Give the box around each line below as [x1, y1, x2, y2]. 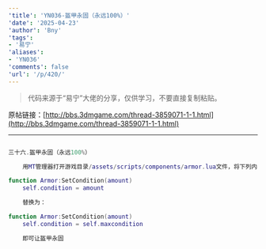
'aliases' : [8, 48, 44, 56]
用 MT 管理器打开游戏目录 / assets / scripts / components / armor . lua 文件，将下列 [22, 163, 252, 171]
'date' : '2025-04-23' [8, 19, 80, 27]
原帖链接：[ [8, 110, 46, 119]
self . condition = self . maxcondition [22, 220, 144, 228]
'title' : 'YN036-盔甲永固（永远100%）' [8, 11, 131, 20]
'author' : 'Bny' [8, 26, 62, 34]
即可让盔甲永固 [22, 234, 64, 242]
